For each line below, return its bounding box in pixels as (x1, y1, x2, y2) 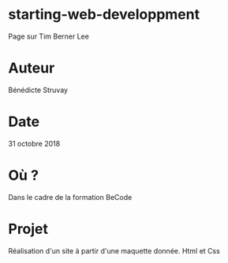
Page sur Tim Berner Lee (8, 31, 89, 41)
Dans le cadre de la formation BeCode (8, 192, 133, 202)
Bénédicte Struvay (8, 85, 69, 94)
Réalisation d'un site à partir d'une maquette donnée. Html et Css (8, 246, 221, 255)
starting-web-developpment (8, 6, 200, 24)
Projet (8, 220, 49, 238)
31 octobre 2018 (8, 139, 61, 148)
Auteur (8, 59, 55, 77)
